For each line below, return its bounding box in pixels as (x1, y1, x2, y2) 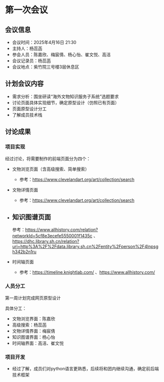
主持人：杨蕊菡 (12, 46, 42, 51)
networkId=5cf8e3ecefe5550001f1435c (12, 233, 93, 239)
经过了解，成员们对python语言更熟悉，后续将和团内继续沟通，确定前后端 (12, 365, 159, 371)
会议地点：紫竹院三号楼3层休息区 (12, 64, 80, 70)
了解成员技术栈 (12, 112, 42, 118)
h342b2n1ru (12, 249, 37, 255)
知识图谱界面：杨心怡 (12, 334, 55, 340)
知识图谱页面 (12, 213, 51, 221)
